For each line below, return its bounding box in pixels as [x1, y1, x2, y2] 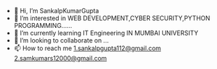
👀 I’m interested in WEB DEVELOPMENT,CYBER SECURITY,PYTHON [13, 14, 211, 22]
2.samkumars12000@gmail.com [13, 54, 107, 62]
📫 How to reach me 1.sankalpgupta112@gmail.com [13, 44, 162, 52]
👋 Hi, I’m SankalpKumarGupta [13, 7, 99, 15]
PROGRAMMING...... [13, 22, 72, 29]
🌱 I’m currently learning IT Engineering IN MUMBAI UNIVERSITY [13, 29, 199, 37]
